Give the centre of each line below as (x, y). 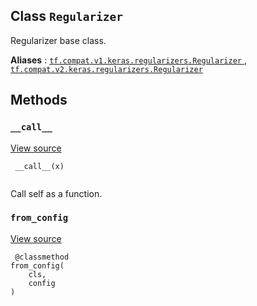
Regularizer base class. (58, 40)
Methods (39, 100)
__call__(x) (39, 166)
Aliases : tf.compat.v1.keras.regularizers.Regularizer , (128, 60)
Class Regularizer (67, 16)
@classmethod (42, 257)
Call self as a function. (56, 193)
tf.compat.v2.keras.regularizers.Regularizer (106, 69)
